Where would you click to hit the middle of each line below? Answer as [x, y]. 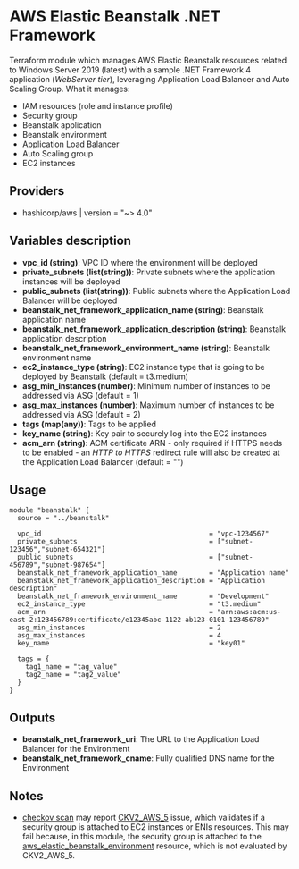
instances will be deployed [71, 281]
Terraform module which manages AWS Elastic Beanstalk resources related [148, 60]
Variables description [71, 241]
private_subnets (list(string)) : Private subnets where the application [148, 272]
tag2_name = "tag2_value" [74, 675]
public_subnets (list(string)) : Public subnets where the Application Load [156, 291]
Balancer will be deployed [70, 300]
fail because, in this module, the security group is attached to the [141, 836]
